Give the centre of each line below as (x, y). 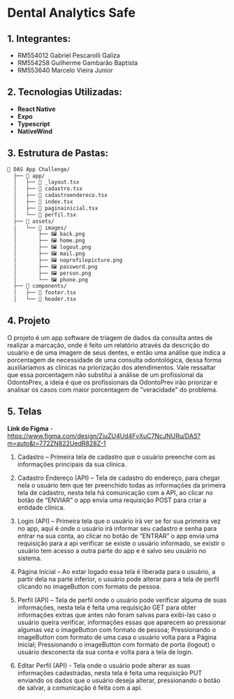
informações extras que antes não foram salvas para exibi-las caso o (117, 615)
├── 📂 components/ (41, 286)
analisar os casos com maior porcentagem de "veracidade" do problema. (112, 390)
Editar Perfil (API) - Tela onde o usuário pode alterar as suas (104, 665)
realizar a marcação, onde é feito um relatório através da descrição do (108, 345)
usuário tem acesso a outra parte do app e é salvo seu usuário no (112, 550)
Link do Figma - (30, 428)
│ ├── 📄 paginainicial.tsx (56, 208)
